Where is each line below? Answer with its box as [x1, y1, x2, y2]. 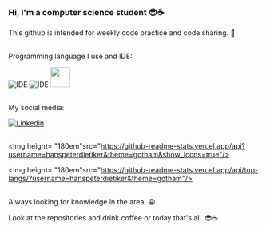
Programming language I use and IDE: [8, 51, 133, 61]
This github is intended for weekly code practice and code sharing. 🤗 [8, 28, 236, 38]
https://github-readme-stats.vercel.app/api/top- [100, 165, 258, 175]
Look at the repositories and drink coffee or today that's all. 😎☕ [8, 212, 219, 222]
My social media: [8, 103, 65, 113]
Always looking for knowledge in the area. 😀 [8, 196, 156, 206]
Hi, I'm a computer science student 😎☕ [8, 6, 165, 18]
